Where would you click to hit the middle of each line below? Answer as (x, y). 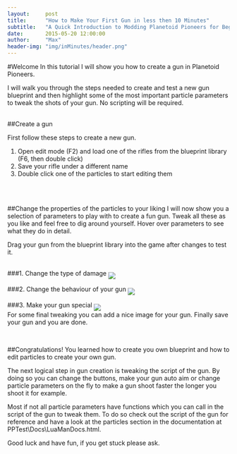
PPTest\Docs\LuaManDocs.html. (54, 429)
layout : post (33, 14)
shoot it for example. (37, 393)
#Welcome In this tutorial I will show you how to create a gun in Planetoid (114, 67)
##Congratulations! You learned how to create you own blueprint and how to (119, 349)
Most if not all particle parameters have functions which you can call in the (116, 407)
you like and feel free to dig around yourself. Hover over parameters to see (116, 223)
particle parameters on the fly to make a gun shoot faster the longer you (112, 386)
